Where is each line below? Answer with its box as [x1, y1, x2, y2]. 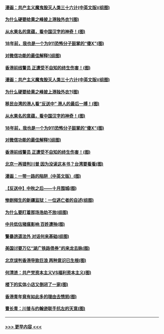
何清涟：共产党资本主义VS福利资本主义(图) [5, 269, 92, 275]
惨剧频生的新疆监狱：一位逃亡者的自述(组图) [5, 197, 94, 203]
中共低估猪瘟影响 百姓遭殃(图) [5, 222, 65, 227]
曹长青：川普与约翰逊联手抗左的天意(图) [5, 306, 85, 312]
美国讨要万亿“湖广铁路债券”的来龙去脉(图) [5, 245, 90, 251]
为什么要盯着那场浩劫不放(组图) [5, 209, 68, 215]
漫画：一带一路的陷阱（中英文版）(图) [5, 173, 82, 179]
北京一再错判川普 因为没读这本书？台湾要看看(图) [5, 161, 103, 167]
